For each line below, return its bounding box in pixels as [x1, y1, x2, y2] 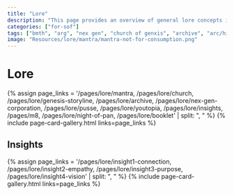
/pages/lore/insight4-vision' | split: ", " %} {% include [7, 172, 160, 180]
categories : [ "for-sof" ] [7, 23, 79, 30]
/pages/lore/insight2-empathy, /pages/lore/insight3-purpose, [7, 164, 183, 173]
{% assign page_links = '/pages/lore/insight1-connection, [7, 157, 172, 166]
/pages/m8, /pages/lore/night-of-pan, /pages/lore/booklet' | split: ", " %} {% [7, 111, 226, 120]
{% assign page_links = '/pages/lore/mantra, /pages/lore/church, [7, 89, 194, 97]
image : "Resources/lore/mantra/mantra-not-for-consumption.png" [7, 36, 198, 43]
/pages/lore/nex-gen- [155, 97, 218, 105]
